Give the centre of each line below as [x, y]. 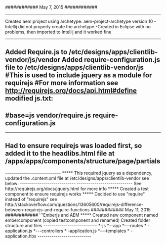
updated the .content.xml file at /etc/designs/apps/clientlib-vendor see [77, 178]
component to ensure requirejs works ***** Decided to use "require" [75, 194]
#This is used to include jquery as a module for [79, 75]
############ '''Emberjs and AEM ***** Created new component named [82, 215]
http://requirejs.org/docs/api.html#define [71, 91]
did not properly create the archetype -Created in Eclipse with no [84, 26]
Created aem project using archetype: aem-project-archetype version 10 [79, 21]
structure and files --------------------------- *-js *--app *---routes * [76, 226]
